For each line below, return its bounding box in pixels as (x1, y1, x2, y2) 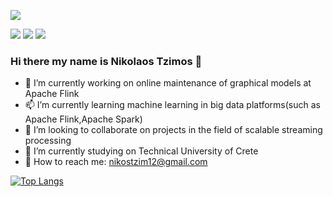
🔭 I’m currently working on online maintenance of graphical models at (24, 77, 312, 89)
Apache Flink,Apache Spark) (24, 113, 143, 125)
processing (24, 135, 72, 147)
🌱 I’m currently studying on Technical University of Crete (24, 145, 259, 157)
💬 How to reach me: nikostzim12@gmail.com (24, 156, 208, 168)
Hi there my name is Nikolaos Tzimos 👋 (10, 54, 203, 68)
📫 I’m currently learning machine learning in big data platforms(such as (24, 99, 321, 111)
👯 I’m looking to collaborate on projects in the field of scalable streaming (24, 124, 323, 136)
